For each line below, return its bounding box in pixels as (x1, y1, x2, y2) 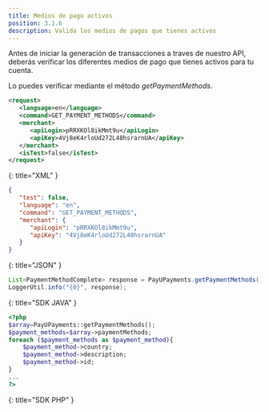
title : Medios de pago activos (8, 11, 113, 20)
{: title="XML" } (8, 171, 58, 180)
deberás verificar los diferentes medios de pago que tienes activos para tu (8, 57, 255, 67)
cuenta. (8, 66, 34, 75)
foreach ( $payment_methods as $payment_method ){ (8, 336, 174, 344)
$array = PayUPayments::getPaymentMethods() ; (8, 321, 156, 329)
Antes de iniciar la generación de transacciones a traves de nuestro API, (8, 49, 247, 59)
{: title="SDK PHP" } (8, 394, 74, 405)
